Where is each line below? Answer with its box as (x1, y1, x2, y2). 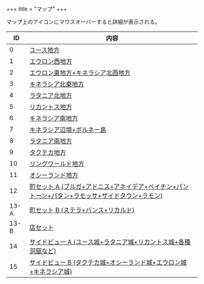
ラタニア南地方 (29, 137, 72, 145)
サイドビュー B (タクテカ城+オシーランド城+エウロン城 (29, 259, 187, 266)
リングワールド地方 (29, 160, 84, 168)
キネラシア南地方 (29, 114, 78, 123)
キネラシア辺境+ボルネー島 (29, 126, 106, 134)
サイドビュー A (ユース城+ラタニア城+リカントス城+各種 (29, 238, 191, 246)
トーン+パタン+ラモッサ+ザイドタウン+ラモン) (29, 192, 163, 200)
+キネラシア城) (29, 268, 73, 276)
